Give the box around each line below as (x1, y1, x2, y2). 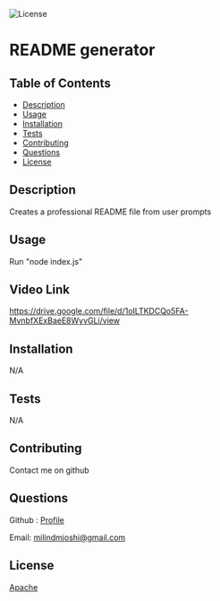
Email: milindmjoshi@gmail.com (9, 532, 126, 543)
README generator (9, 40, 156, 60)
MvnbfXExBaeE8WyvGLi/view (9, 315, 121, 327)
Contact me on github (9, 465, 89, 475)
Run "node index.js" (9, 256, 83, 266)
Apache (9, 581, 38, 592)
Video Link (9, 283, 70, 298)
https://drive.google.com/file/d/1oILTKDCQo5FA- (9, 306, 189, 317)
